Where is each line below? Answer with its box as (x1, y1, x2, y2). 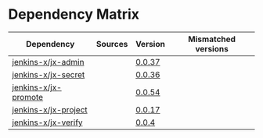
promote (12, 91, 44, 102)
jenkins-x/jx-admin (12, 56, 85, 67)
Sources (96, 38, 128, 49)
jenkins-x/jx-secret (12, 69, 85, 80)
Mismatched (187, 34, 236, 44)
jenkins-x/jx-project (12, 104, 88, 115)
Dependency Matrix (8, 5, 139, 23)
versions (195, 43, 229, 54)
